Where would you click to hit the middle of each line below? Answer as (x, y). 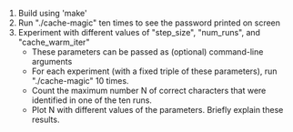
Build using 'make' (53, 13)
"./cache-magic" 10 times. (80, 81)
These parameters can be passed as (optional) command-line (147, 52)
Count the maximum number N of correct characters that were (149, 91)
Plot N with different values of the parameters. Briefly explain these (157, 110)
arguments (52, 61)
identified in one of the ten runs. (92, 100)
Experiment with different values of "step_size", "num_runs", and (139, 32)
